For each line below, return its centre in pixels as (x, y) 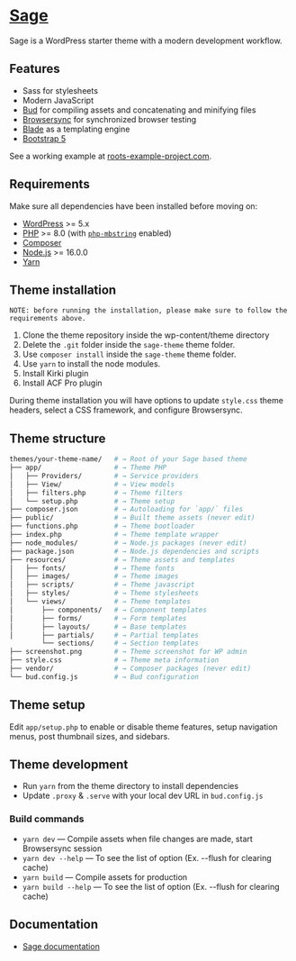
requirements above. (48, 319)
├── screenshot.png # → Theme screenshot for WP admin (128, 652)
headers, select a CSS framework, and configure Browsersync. (126, 410)
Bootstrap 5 (44, 138)
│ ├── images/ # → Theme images (94, 576)
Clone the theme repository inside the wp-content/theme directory (146, 335)
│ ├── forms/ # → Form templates (98, 618)
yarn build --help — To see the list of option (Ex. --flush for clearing (151, 886)
